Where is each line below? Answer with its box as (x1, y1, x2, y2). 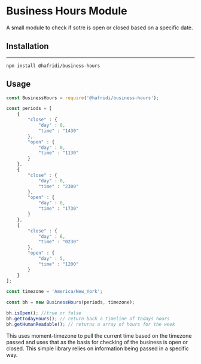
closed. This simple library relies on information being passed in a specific (6, 345, 190, 352)
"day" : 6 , (38, 233, 66, 240)
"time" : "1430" (38, 127, 79, 134)
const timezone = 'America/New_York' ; (6, 289, 103, 295)
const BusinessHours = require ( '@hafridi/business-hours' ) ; (6, 94, 160, 101)
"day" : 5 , (38, 256, 66, 262)
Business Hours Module (6, 4, 127, 18)
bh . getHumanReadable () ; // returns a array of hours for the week (6, 321, 175, 327)
